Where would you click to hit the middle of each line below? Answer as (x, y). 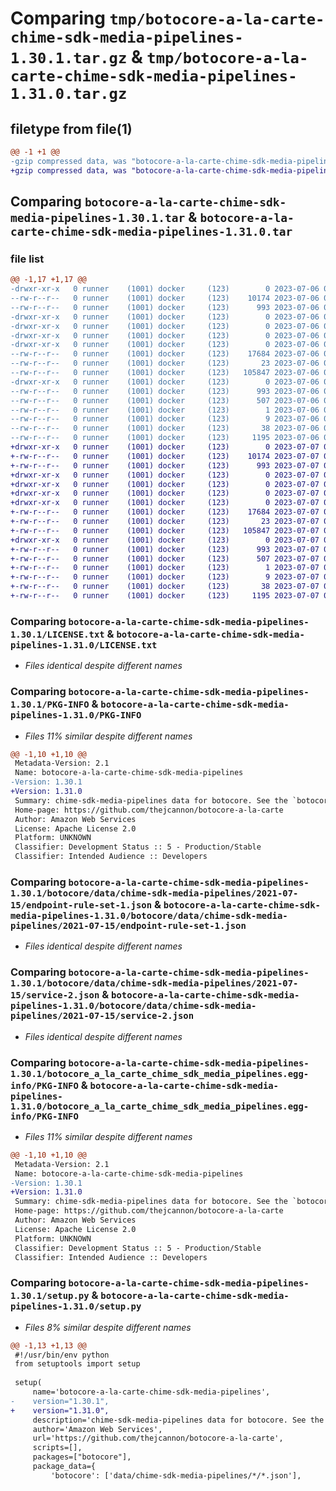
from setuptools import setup (77, 1364)
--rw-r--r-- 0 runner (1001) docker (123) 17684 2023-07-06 (165, 354)
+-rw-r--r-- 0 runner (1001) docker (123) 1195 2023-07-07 (165, 596)
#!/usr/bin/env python (62, 1355)
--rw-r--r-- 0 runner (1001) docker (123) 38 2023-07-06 (165, 428)
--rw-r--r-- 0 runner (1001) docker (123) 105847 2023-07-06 (165, 373)
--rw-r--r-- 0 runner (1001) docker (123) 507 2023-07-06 (165, 400)
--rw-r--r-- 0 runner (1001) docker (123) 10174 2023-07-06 (165, 298)
